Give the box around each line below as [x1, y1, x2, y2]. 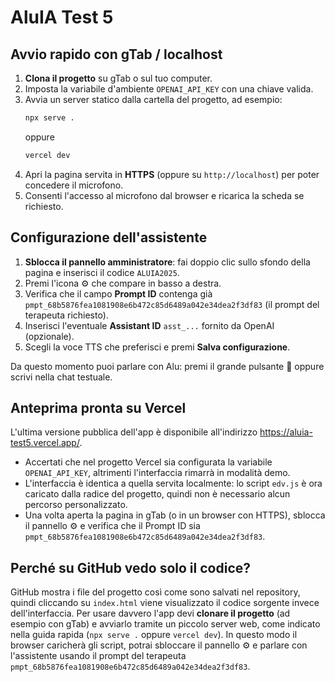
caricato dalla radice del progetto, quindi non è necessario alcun [24, 488, 291, 500]
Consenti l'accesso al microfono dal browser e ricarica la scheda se [24, 189, 305, 201]
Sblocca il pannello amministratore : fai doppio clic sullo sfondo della [24, 256, 311, 268]
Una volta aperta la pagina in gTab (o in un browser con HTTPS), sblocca [24, 509, 326, 521]
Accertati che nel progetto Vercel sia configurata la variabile [24, 456, 273, 468]
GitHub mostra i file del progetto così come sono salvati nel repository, [10, 586, 301, 598]
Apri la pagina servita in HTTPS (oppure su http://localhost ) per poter [24, 168, 320, 180]
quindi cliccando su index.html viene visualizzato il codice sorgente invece [10, 597, 320, 609]
